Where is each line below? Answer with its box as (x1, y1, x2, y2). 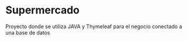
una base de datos (5, 29, 50, 36)
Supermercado (5, 4, 80, 17)
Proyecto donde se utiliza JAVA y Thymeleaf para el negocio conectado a (5, 23, 182, 30)
